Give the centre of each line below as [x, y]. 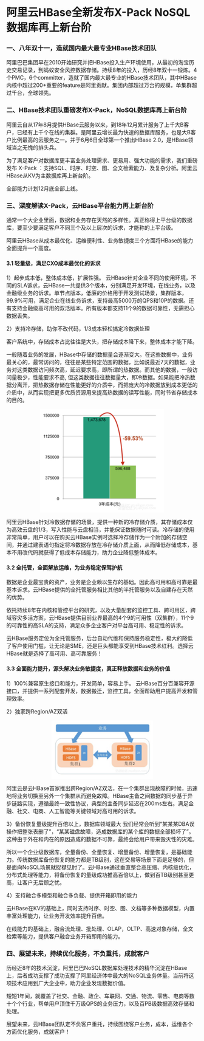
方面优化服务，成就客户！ [38, 1031]
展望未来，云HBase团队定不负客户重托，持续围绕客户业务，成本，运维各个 [100, 1024]
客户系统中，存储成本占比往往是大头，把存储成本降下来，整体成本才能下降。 [102, 342]
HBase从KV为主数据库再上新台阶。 [50, 175]
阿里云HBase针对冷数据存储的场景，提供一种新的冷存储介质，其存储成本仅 [100, 522]
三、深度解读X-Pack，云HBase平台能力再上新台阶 [80, 205]
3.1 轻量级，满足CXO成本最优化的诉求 [54, 263]
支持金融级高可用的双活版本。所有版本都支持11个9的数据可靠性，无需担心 [103, 308]
